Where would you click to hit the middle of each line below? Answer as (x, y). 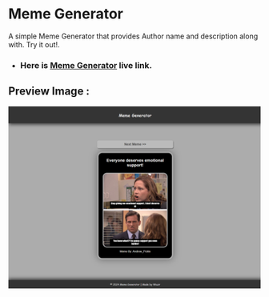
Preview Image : (49, 92)
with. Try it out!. (34, 44)
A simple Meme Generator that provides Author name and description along (133, 36)
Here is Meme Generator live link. (86, 65)
